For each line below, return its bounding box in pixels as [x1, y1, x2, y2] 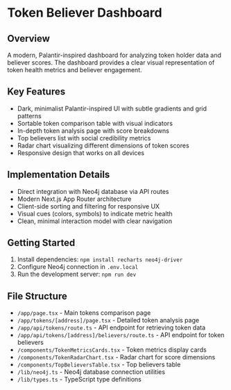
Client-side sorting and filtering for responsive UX [17, 202, 160, 210]
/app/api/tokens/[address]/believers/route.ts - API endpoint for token [17, 331, 225, 339]
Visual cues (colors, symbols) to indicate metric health [17, 209, 173, 218]
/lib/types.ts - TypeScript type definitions [17, 375, 142, 384]
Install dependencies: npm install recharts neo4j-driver [17, 255, 183, 263]
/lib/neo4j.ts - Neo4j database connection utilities [17, 368, 165, 376]
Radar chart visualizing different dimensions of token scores [17, 141, 189, 149]
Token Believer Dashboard [7, 5, 162, 21]
